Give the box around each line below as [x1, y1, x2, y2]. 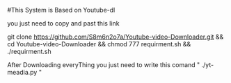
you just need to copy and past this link [7, 19, 120, 27]
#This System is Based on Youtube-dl [7, 6, 115, 14]
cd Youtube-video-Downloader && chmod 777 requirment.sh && [7, 40, 191, 48]
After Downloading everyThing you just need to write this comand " [7, 61, 200, 68]
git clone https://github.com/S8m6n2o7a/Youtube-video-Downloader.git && [7, 33, 224, 41]
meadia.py [7, 68, 38, 76]
